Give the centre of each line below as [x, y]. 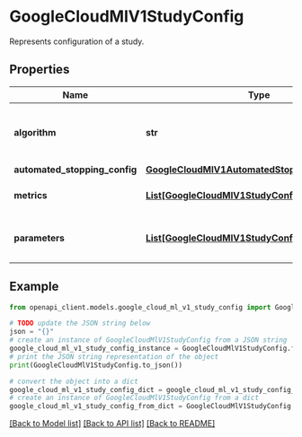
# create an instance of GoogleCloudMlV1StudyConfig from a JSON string [148, 340]
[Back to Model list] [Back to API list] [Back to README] [112, 424]
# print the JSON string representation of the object [114, 356]
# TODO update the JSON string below [80, 323]
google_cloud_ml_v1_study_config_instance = [94, 349]
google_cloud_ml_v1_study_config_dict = [86, 389]
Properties [40, 70]
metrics [31, 195]
